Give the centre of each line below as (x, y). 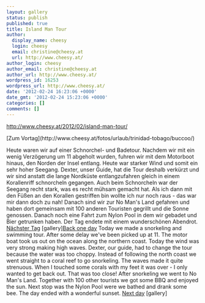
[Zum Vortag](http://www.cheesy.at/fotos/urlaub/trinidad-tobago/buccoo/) (100, 138)
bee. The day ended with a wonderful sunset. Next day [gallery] (87, 293)
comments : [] (23, 109)
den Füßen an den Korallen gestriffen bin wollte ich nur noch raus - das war (102, 195)
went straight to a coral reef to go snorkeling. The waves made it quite (95, 260)
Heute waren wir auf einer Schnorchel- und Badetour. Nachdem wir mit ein (100, 150)
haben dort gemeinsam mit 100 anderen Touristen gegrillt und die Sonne (98, 208)
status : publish (27, 18)
